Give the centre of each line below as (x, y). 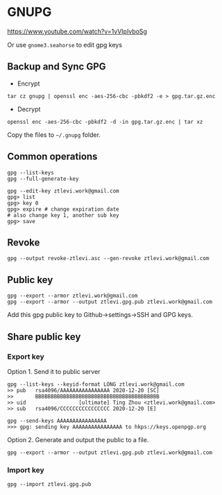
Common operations (52, 157)
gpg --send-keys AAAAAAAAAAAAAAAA (57, 421)
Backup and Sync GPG (57, 67)
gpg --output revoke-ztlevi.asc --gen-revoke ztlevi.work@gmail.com (108, 259)
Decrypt (29, 109)
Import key (26, 470)
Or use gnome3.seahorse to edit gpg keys (65, 44)
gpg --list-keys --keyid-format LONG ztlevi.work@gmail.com (96, 384)
